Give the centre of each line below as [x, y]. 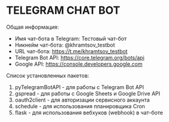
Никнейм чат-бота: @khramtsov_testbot [65, 45]
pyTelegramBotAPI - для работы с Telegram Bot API [79, 87]
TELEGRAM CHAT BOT [63, 10]
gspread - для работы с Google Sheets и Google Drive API [87, 93]
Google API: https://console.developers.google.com [79, 64]
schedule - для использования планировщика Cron [80, 106]
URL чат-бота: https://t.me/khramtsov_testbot [71, 51]
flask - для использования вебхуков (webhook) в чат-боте [89, 112]
